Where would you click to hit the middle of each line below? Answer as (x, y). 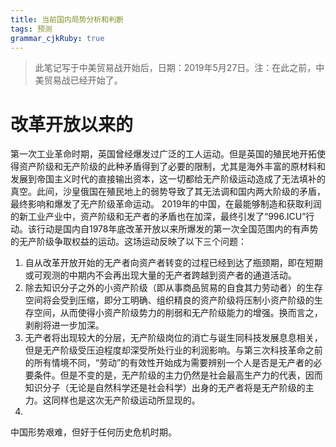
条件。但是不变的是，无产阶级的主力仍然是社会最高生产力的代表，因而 (178, 375)
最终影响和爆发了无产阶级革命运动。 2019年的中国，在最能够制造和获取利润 (166, 204)
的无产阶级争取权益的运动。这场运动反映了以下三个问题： (128, 242)
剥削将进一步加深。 (64, 325)
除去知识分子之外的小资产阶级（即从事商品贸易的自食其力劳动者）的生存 (173, 288)
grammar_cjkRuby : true (57, 38)
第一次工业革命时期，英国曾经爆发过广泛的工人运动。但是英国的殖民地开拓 (163, 154)
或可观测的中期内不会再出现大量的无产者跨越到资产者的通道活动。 (160, 275)
